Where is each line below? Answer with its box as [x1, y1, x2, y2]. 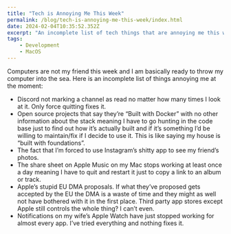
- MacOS [19, 49, 41, 56]
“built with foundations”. [16, 139, 85, 147]
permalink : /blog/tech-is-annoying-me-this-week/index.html [7, 16, 184, 23]
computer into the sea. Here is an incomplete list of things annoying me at [7, 74, 217, 82]
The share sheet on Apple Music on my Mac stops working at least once [16, 161, 222, 169]
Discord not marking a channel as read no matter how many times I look [16, 95, 221, 103]
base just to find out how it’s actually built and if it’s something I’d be [16, 124, 211, 132]
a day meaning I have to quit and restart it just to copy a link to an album [16, 167, 221, 176]
